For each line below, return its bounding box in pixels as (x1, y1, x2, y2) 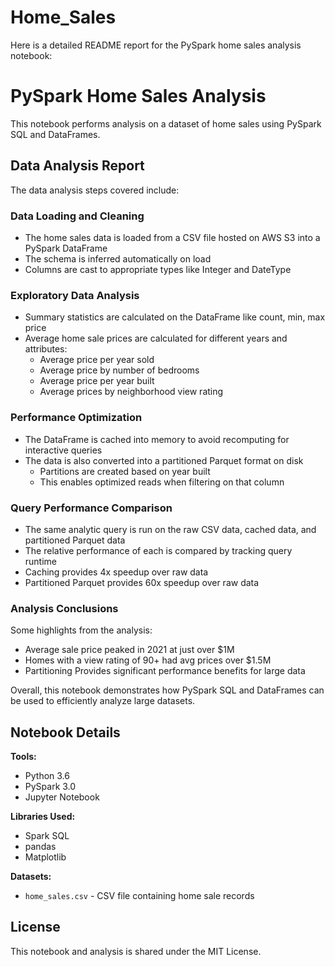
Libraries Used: (10, 810, 76, 822)
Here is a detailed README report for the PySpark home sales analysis (10, 39, 302, 51)
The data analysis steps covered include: (10, 184, 180, 196)
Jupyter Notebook (24, 791, 100, 803)
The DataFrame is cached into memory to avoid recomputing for (24, 433, 290, 445)
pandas (24, 840, 57, 852)
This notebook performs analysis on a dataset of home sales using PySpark (10, 117, 322, 130)
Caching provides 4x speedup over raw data (24, 566, 209, 578)
